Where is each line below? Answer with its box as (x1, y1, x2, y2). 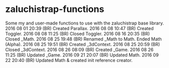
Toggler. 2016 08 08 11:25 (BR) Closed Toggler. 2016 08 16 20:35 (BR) (5, 30, 150, 36)
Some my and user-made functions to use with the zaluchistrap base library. (5, 20, 164, 26)
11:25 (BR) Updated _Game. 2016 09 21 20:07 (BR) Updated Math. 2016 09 (5, 51, 159, 58)
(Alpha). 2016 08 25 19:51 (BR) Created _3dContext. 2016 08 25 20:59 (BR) (5, 41, 160, 47)
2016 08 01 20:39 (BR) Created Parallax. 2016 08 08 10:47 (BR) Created (5, 25, 154, 31)
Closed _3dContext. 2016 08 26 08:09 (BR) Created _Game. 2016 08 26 (5, 46, 154, 52)
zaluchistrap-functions (5, 3, 104, 15)
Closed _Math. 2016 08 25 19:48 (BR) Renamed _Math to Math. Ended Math (5, 36, 162, 42)
